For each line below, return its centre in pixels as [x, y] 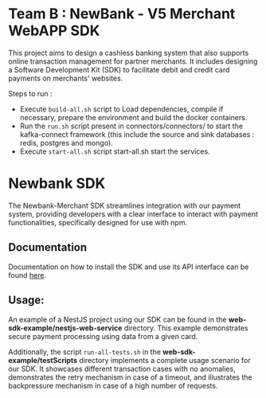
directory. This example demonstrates [186, 328]
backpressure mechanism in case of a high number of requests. [113, 385]
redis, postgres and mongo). [66, 142]
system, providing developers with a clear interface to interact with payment [133, 214]
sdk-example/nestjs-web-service [65, 328]
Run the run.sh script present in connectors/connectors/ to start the [131, 126]
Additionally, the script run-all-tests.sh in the [85, 352]
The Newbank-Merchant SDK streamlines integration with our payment [125, 205]
